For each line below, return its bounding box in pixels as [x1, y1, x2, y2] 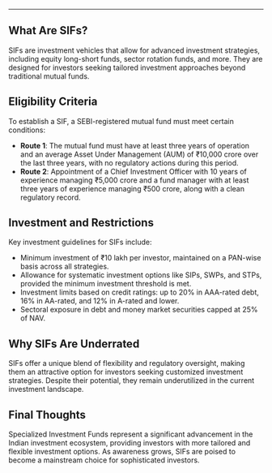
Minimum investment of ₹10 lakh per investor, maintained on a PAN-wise [19, 253, 261, 263]
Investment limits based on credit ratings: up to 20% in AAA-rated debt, [19, 287, 259, 297]
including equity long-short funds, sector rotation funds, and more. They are [8, 54, 263, 63]
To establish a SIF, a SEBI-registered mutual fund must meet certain [8, 116, 235, 126]
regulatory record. [19, 192, 81, 202]
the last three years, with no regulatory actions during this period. [19, 157, 239, 167]
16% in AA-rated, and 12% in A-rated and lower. [19, 296, 180, 306]
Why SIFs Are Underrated [8, 337, 140, 350]
